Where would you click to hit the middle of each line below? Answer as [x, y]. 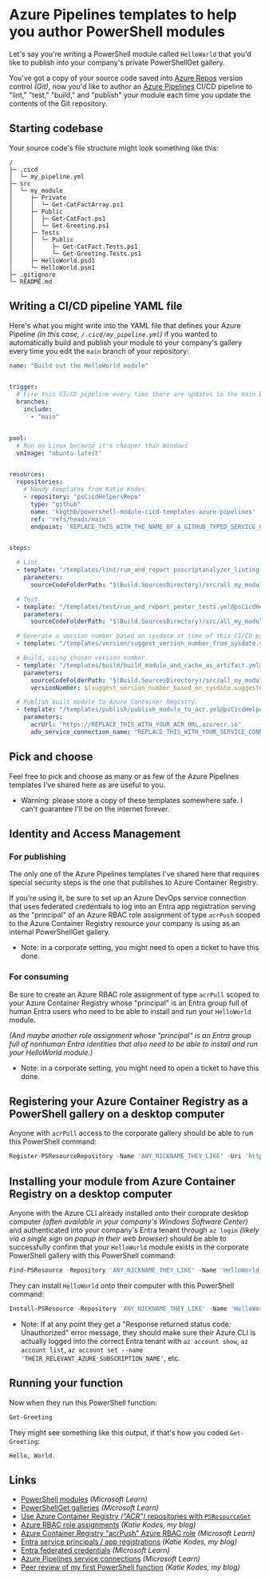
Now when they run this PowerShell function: [83, 1402]
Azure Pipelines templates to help [123, 15]
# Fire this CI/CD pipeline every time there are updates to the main [136, 395]
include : [38, 410]
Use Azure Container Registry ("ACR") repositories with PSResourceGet [136, 1516]
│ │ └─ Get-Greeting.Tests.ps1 [75, 254]
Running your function [66, 1384]
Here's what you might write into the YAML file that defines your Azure [125, 325]
